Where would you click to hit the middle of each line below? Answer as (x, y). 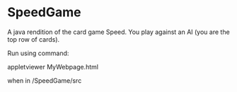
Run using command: (38, 53)
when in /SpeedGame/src (45, 80)
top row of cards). (34, 39)
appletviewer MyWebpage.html (53, 67)
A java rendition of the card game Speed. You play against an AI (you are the (118, 32)
